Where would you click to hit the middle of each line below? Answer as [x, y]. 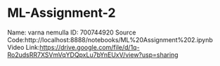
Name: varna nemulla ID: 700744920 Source [72, 32]
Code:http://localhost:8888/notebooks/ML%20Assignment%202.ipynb [110, 39]
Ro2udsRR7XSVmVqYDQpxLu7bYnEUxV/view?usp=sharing [93, 55]
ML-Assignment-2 [62, 13]
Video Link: [24, 47]
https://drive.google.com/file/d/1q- [90, 47]
